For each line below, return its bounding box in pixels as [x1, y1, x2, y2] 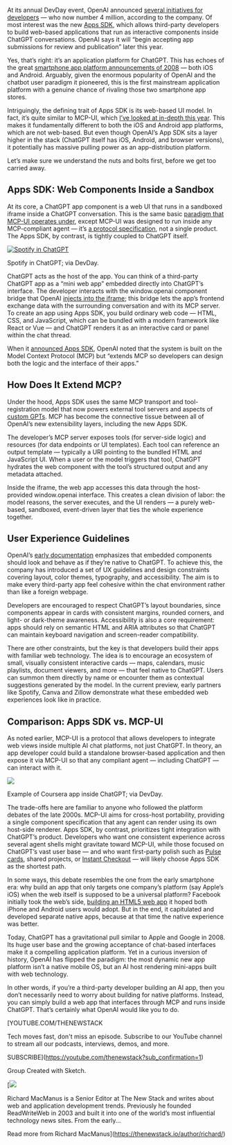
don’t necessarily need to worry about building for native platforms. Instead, [7, 991, 224, 1000]
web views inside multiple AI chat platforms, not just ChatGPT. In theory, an [7, 741, 222, 750]
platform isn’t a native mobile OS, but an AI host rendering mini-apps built [7, 963, 217, 971]
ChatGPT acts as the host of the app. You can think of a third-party [7, 272, 199, 280]
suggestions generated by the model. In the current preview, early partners [7, 681, 222, 689]
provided [7, 490, 33, 499]
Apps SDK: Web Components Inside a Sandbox [7, 184, 215, 196]
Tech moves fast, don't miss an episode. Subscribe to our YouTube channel [7, 1032, 223, 1041]
